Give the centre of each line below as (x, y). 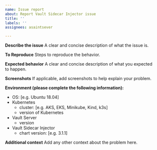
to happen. (16, 69)
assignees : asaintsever (29, 27)
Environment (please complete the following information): (64, 88)
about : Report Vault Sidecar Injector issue (50, 14)
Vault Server (24, 118)
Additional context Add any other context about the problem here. (71, 142)
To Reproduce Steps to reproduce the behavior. (53, 55)
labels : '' (16, 23)
